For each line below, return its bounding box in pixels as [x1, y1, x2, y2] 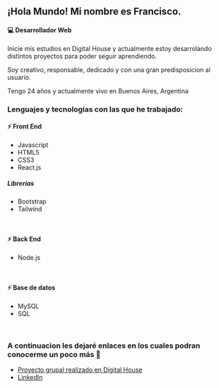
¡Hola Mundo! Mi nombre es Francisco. [7, 6, 182, 18]
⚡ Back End [7, 235, 41, 243]
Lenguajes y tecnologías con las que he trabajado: [7, 104, 184, 114]
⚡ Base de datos [7, 283, 56, 292]
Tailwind [17, 204, 42, 213]
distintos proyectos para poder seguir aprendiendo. [7, 52, 158, 60]
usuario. [7, 73, 32, 81]
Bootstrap [17, 197, 47, 206]
